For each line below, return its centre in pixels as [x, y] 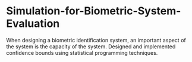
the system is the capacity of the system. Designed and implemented [91, 46]
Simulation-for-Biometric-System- [94, 11]
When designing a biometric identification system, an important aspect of [96, 40]
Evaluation [33, 24]
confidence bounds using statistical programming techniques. [82, 52]
